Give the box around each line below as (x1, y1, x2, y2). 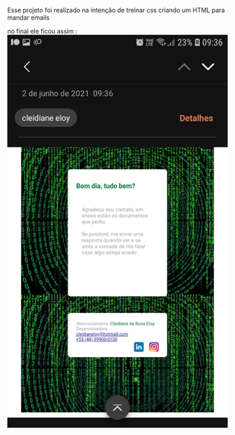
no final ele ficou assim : (7, 27, 78, 35)
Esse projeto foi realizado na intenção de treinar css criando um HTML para (7, 6, 225, 14)
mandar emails (7, 13, 50, 22)
